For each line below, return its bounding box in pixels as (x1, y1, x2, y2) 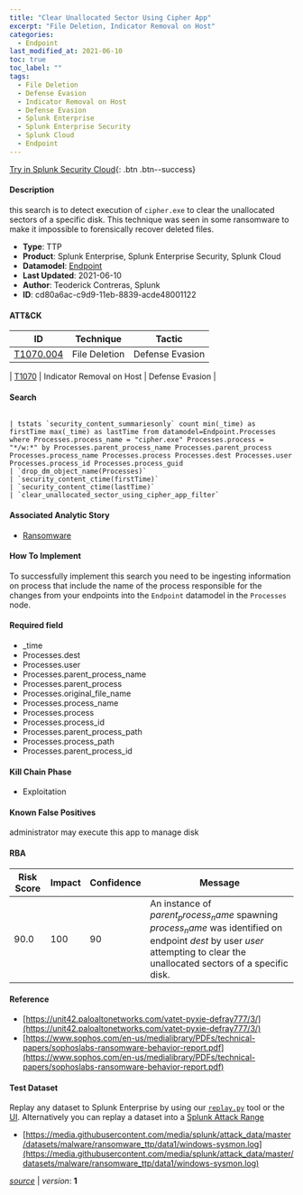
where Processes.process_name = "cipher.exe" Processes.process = (9, 435, 264, 445)
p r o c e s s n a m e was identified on (150, 922, 282, 935)
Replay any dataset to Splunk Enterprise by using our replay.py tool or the (9, 1102, 286, 1113)
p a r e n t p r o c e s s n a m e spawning (150, 908, 279, 922)
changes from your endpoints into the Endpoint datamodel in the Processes (9, 589, 287, 600)
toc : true (9, 55, 47, 64)
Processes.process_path (22, 736, 115, 746)
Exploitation (22, 786, 67, 797)
